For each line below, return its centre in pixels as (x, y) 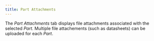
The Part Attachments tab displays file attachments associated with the (77, 23)
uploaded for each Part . (29, 33)
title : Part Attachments (30, 9)
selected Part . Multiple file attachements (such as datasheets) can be (75, 28)
